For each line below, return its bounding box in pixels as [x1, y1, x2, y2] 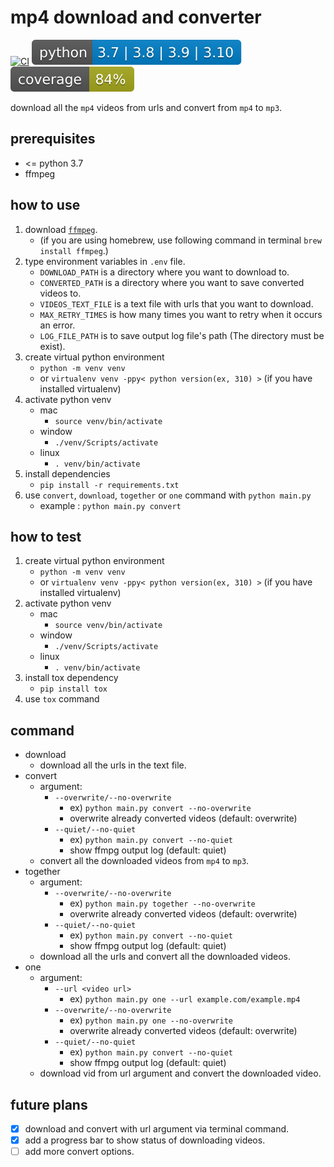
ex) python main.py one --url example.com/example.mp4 [69, 993, 301, 1005]
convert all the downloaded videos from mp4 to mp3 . [39, 855, 250, 867]
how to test [10, 528, 82, 545]
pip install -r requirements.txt [39, 480, 180, 490]
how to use [10, 197, 81, 214]
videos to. [39, 287, 82, 299]
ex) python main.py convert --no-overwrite [69, 802, 252, 814]
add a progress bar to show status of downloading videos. [24, 1134, 266, 1146]
